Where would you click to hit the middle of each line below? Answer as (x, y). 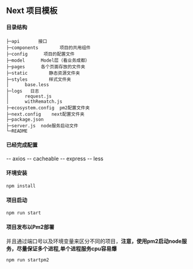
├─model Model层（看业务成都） (48, 60)
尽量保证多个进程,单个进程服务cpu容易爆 (67, 249)
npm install (21, 186)
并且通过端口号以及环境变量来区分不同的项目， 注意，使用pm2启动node (94, 242)
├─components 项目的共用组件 (49, 48)
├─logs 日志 (23, 91)
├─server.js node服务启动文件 (42, 126)
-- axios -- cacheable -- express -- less (55, 158)
